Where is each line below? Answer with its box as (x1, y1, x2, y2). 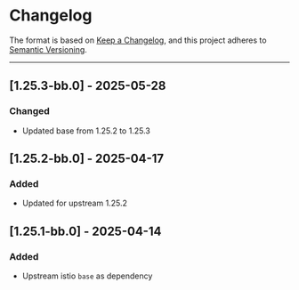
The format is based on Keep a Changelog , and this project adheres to (9, 35, 267, 45)
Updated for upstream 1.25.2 (21, 197, 127, 209)
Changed (9, 105, 51, 117)
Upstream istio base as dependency (21, 270, 153, 281)
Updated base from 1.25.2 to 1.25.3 (21, 125, 151, 136)
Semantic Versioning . (9, 44, 87, 54)
